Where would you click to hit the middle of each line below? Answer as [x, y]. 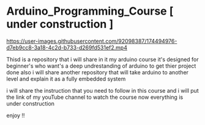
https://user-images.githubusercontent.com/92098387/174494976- [92, 41]
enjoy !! [16, 115]
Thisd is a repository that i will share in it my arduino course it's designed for [102, 59]
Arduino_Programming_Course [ [90, 11]
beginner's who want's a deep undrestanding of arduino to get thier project [101, 66]
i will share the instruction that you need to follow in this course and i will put [102, 90]
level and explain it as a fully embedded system [66, 79]
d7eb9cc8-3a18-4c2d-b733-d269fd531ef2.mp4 [67, 48]
